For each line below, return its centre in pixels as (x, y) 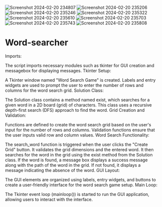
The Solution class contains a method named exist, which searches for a (77, 100)
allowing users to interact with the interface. (49, 199)
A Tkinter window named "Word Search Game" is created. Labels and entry (81, 80)
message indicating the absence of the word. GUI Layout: (63, 170)
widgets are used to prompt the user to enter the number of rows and (74, 85)
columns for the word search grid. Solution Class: (55, 90)
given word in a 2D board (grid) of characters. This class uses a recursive (78, 105)
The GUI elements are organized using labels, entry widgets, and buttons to (81, 179)
